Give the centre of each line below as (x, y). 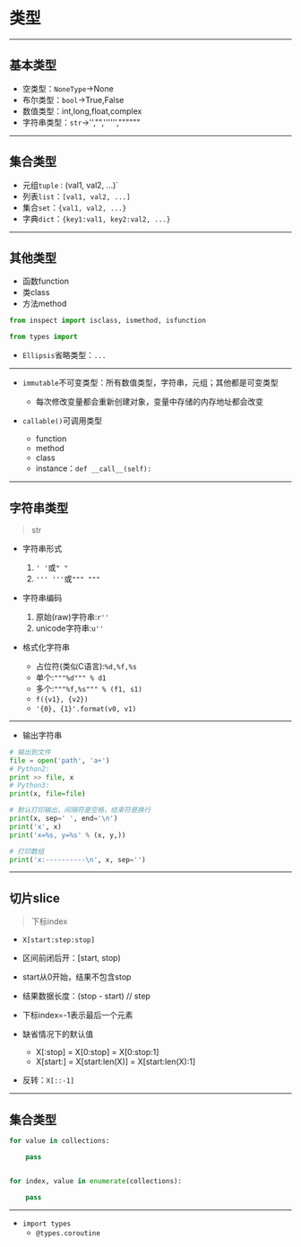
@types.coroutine (68, 1233)
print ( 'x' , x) (36, 826)
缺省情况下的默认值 (58, 1034)
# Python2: (30, 769)
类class (36, 292)
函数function (46, 281)
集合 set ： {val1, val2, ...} (74, 207)
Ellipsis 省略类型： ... (64, 355)
